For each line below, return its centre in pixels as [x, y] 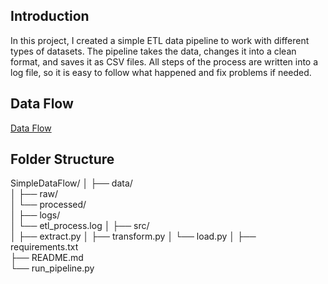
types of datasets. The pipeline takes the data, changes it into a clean [153, 51]
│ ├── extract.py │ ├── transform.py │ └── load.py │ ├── [133, 236]
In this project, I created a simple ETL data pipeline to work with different [160, 40]
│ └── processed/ [48, 205]
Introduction [50, 16]
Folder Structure [62, 159]
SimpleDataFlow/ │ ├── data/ [71, 183]
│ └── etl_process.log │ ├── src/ [80, 226]
